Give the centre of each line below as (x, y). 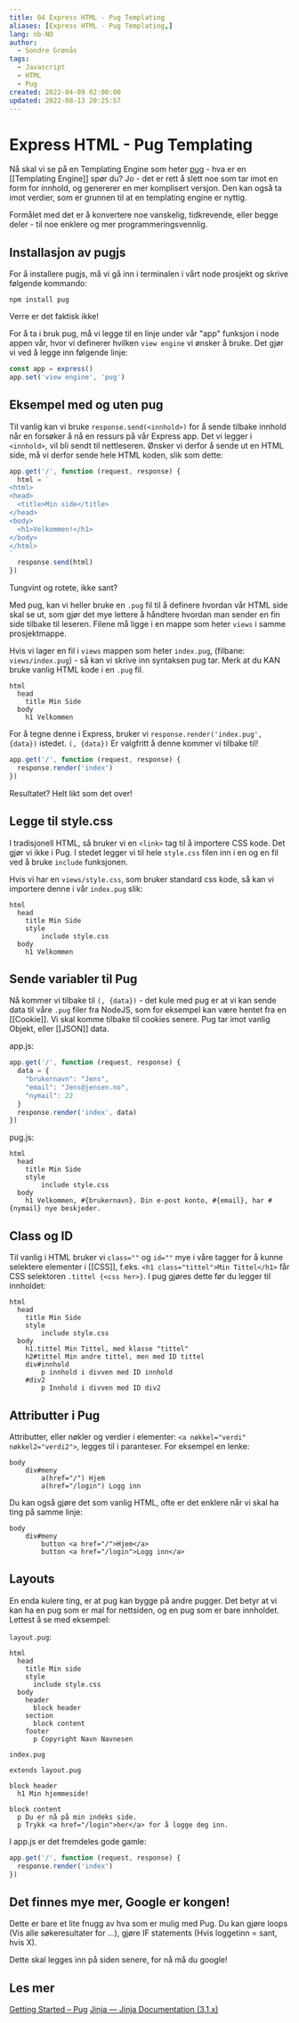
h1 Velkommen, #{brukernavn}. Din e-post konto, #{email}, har (145, 1201)
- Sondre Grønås (47, 51)
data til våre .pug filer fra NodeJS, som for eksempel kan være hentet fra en (148, 1010)
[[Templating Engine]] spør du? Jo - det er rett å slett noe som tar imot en (144, 178)
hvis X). (23, 1943)
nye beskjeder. (73, 1209)
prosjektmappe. (38, 633)
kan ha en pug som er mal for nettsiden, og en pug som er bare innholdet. (145, 1610)
